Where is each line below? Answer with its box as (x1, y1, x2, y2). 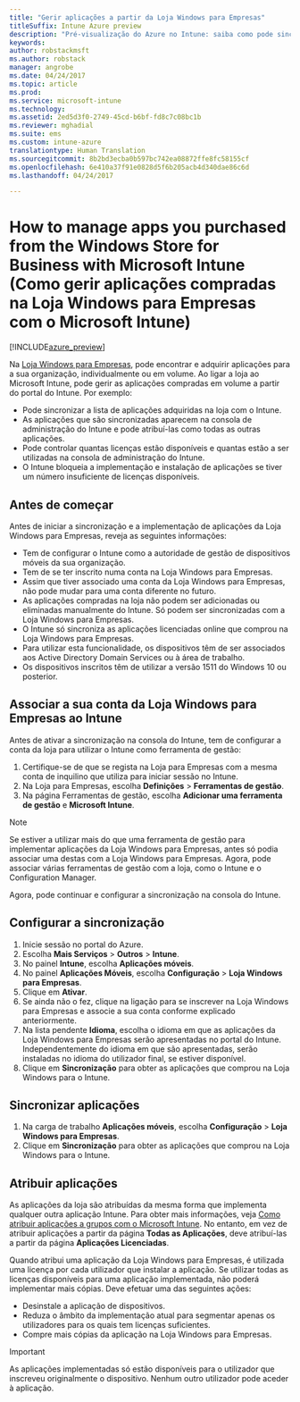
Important (9, 1347, 46, 1357)
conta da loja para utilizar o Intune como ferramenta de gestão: (9, 743, 241, 755)
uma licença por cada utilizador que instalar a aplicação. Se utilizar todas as (9, 1264, 288, 1275)
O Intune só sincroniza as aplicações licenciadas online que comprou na (21, 624, 288, 634)
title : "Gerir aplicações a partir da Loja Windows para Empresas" (9, 13, 266, 22)
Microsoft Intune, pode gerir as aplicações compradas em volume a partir (9, 378, 280, 389)
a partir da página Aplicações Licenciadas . (9, 1238, 170, 1248)
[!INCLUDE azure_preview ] (9, 341, 105, 353)
